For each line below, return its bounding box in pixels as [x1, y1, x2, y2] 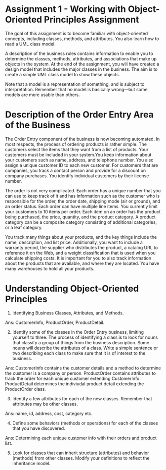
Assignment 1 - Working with [5, 3, 126, 15]
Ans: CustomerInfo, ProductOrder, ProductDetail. [5, 319, 105, 325]
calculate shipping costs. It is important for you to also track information [5, 255, 152, 261]
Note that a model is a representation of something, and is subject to [5, 81, 145, 87]
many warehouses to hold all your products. [5, 265, 95, 271]
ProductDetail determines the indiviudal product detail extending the [5, 380, 144, 387]
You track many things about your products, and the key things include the [5, 234, 157, 240]
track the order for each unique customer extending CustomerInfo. [5, 375, 141, 381]
